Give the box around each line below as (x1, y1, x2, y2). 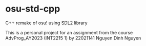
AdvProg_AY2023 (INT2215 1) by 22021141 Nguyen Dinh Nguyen (5, 35, 141, 41)
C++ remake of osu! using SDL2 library (5, 20, 88, 26)
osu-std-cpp (5, 3, 60, 15)
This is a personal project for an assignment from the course (5, 29, 133, 35)
